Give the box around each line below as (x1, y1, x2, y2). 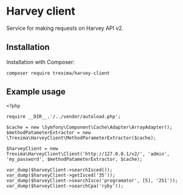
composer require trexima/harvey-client (6, 70, 111, 76)
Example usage (6, 87, 66, 97)
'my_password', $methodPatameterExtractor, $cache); (6, 156, 143, 162)
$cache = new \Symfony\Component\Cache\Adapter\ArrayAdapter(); (6, 124, 173, 130)
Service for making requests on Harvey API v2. (6, 24, 124, 32)
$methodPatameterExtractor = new (6, 129, 91, 135)
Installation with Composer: (6, 58, 75, 65)
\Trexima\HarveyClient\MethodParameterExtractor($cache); (6, 135, 156, 141)
